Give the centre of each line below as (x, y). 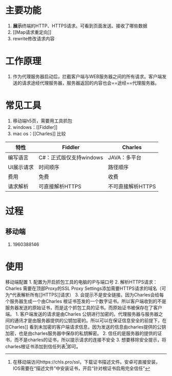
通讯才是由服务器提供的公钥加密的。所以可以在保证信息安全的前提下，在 (90, 320)
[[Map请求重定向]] (32, 32)
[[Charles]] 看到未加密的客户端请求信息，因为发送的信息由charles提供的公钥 (86, 327)
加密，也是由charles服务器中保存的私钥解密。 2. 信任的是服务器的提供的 (81, 333)
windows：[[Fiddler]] (35, 127)
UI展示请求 (21, 167)
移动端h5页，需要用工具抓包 (42, 121)
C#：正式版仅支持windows (71, 157)
